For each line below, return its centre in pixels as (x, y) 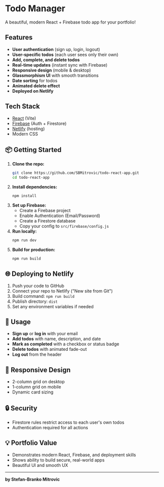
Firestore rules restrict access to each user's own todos (68, 422)
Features (19, 37)
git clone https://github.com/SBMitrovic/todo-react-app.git (76, 173)
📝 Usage (18, 322)
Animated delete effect (36, 86)
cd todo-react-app (31, 178)
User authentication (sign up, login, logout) (56, 49)
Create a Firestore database (47, 221)
